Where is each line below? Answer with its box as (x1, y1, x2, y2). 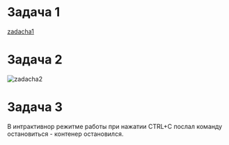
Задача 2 (7, 52, 63, 68)
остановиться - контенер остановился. (7, 130, 124, 138)
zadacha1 (7, 27, 35, 36)
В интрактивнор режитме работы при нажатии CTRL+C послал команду (7, 122, 223, 130)
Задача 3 (7, 99, 63, 115)
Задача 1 (7, 4, 61, 20)
